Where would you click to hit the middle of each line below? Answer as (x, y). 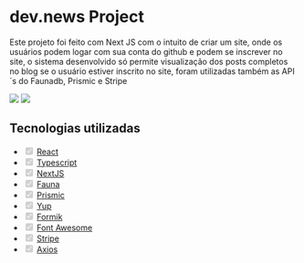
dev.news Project (77, 17)
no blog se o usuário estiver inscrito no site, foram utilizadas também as (145, 71)
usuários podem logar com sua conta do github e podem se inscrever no (146, 51)
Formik (49, 216)
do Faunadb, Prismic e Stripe (73, 80)
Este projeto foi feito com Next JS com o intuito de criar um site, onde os (146, 42)
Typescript (57, 163)
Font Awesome (64, 227)
